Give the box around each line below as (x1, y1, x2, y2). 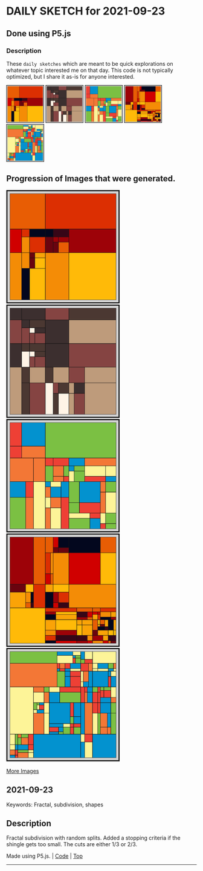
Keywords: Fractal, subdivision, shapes (6, 801, 104, 808)
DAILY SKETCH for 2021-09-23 (6, 4, 166, 18)
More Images (6, 767, 39, 774)
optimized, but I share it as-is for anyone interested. (6, 73, 135, 80)
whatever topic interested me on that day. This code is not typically (6, 66, 173, 74)
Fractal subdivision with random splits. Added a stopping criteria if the (6, 834, 181, 841)
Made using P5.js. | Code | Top (6, 852, 83, 860)
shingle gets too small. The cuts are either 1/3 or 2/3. (6, 841, 138, 848)
